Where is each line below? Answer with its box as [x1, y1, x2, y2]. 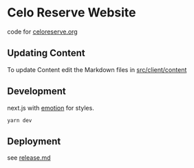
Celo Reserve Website [7, 5, 136, 21]
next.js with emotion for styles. [7, 104, 94, 112]
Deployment [7, 135, 61, 147]
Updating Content [7, 47, 85, 59]
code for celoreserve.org [7, 27, 78, 36]
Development [7, 86, 67, 97]
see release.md [7, 154, 51, 162]
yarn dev [7, 117, 32, 124]
